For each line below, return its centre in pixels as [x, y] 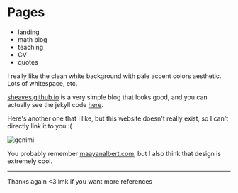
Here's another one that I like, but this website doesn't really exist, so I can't [118, 118]
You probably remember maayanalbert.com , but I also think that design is [114, 153]
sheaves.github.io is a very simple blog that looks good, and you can [107, 97]
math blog [32, 39]
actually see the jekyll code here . [56, 104]
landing [29, 32]
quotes [28, 62]
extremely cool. [30, 161]
